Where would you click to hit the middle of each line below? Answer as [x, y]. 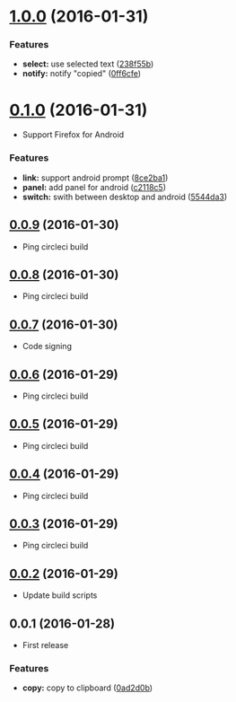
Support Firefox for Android [73, 135]
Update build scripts [60, 595]
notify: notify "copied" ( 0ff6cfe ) [82, 74]
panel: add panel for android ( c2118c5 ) [94, 187]
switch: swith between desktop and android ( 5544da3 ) [125, 197]
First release [45, 645]
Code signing [47, 347]
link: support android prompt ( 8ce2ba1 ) [95, 178]
